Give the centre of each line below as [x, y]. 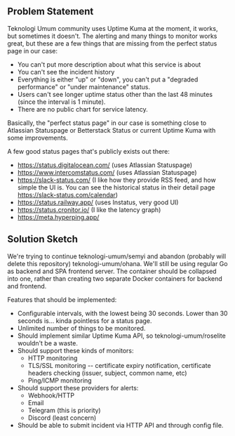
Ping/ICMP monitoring [60, 380]
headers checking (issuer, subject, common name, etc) [107, 373]
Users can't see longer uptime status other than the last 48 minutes [115, 94]
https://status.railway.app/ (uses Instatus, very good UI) [98, 202]
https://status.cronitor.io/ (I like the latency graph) [89, 209]
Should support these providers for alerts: [78, 388]
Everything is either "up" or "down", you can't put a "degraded [108, 79]
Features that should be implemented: [62, 299]
